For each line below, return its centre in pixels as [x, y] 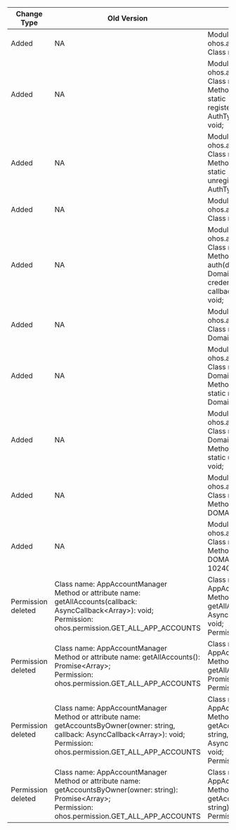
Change [29, 14]
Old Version [128, 18]
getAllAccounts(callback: [96, 602]
